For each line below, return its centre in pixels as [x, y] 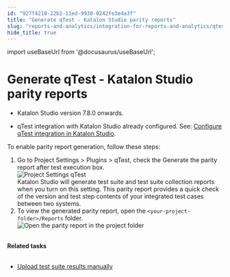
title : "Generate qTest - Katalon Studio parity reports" [91, 20]
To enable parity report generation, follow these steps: [84, 147]
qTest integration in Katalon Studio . [66, 133]
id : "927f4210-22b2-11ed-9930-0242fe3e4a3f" [72, 13]
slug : [15, 26]
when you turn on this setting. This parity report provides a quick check [118, 189]
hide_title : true [32, 32]
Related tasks [27, 246]
